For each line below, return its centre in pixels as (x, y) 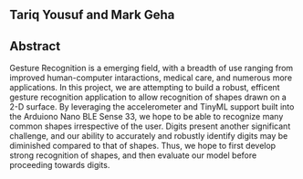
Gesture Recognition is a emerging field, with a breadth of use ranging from (151, 68)
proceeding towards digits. (60, 165)
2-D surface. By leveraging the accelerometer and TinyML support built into (152, 107)
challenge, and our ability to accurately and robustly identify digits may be (149, 136)
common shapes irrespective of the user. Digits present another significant (150, 126)
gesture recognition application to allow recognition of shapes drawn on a (148, 97)
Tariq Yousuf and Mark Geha (92, 15)
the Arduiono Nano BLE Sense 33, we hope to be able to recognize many (146, 117)
